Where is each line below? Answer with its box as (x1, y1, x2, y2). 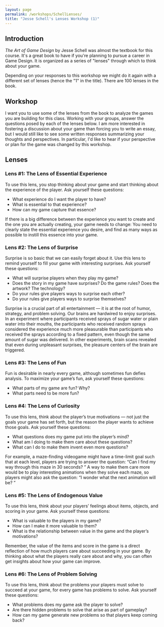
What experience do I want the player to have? (12, 196, 106, 202)
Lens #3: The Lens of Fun (5, 359, 67, 366)
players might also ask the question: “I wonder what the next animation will (5, 474, 156, 480)
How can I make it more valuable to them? (12, 523, 97, 528)
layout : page (5, 7, 32, 12)
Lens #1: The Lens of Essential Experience (5, 170, 107, 177)
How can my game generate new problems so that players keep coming (12, 612, 158, 618)
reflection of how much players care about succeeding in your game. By (5, 548, 151, 554)
